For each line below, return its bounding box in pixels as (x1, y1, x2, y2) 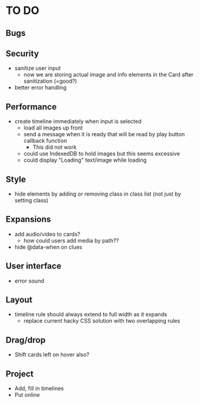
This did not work (32, 143, 77, 151)
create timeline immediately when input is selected (14, 118, 142, 125)
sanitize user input (14, 64, 61, 72)
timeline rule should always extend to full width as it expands (14, 311, 168, 318)
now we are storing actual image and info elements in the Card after (23, 71, 194, 78)
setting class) (14, 197, 49, 204)
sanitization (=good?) (23, 77, 77, 85)
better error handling (14, 84, 67, 91)
